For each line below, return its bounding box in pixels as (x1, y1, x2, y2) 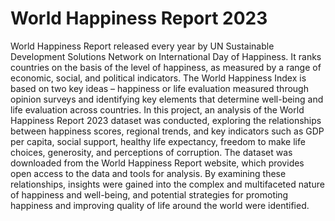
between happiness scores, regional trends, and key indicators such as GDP (10, 125, 325, 137)
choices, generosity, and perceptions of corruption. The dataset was (10, 146, 293, 158)
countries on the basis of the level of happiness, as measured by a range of (10, 61, 322, 73)
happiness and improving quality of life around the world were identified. (10, 199, 310, 211)
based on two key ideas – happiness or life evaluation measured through (10, 82, 309, 94)
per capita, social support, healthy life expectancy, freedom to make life (10, 135, 306, 147)
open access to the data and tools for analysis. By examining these (10, 167, 287, 179)
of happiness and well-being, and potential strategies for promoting (10, 188, 289, 201)
